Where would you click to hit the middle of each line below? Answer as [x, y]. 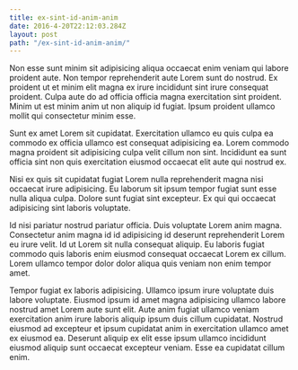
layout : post [34, 34]
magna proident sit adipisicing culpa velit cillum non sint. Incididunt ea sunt [148, 153]
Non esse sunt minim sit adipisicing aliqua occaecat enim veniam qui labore [149, 68]
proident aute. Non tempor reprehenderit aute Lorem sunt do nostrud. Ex [144, 78]
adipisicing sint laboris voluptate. [70, 208]
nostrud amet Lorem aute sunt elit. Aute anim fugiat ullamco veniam [134, 310]
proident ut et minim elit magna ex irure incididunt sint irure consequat [139, 87]
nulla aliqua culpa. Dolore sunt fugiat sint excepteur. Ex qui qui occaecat [143, 198]
